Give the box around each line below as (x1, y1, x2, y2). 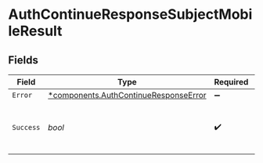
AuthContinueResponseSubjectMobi (8, 5, 253, 24)
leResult (8, 22, 63, 40)
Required (214, 77, 249, 87)
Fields (8, 53, 39, 67)
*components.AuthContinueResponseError (48, 90, 207, 100)
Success (12, 123, 41, 132)
